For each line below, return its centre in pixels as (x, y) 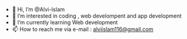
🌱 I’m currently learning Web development (65, 22)
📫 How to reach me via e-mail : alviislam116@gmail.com (83, 29)
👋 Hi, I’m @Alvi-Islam (38, 9)
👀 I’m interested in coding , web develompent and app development (97, 16)
